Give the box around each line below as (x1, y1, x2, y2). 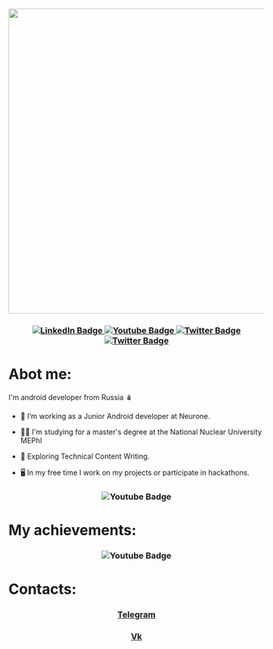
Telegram (117, 608, 156, 620)
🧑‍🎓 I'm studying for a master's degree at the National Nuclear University (19, 427, 262, 437)
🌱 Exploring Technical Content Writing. (19, 451, 150, 461)
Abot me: (8, 365, 72, 384)
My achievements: (8, 521, 136, 539)
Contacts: (8, 580, 77, 598)
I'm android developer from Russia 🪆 (8, 392, 133, 402)
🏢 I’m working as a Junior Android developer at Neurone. (19, 411, 210, 420)
